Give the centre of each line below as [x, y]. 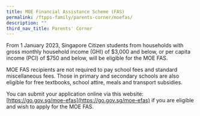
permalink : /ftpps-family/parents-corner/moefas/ [70, 17]
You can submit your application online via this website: [75, 94]
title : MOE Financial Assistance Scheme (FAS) [65, 12]
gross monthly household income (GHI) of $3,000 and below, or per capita [98, 52]
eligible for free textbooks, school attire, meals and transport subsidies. [95, 83]
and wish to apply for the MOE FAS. [50, 107]
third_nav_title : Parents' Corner [50, 28]
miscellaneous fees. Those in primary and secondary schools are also [93, 76]
